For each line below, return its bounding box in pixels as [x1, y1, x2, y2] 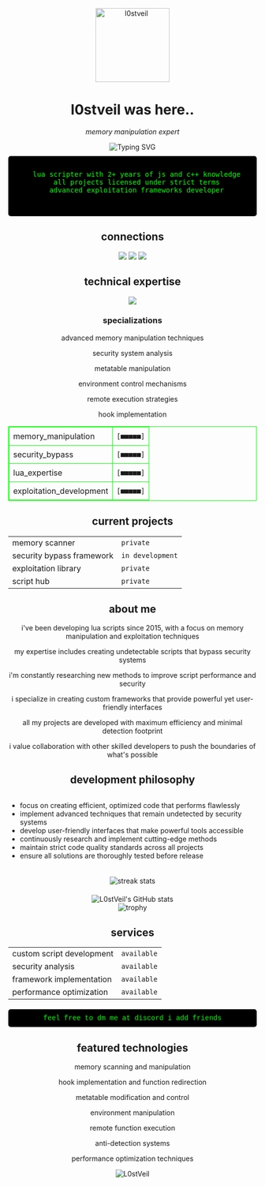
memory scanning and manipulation [74, 1061, 191, 1072]
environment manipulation [90, 1108, 175, 1117]
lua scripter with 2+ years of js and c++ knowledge [32, 170, 241, 178]
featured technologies [77, 1041, 188, 1054]
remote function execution [89, 1123, 176, 1132]
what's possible [106, 750, 159, 760]
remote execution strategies [87, 394, 178, 403]
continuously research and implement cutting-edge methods [19, 834, 218, 844]
